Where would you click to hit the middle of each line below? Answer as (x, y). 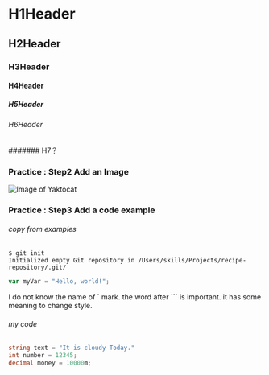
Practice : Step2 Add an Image (68, 171)
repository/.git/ (37, 268)
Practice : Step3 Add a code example (82, 210)
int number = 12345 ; (43, 356)
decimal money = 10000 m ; (50, 363)
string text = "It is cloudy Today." (72, 348)
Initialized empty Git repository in (72, 261)
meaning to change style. (50, 305)
